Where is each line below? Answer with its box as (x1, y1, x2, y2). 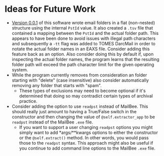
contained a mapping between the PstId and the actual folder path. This (11, 30, 159, 36)
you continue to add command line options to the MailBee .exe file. (19, 145, 156, 151)
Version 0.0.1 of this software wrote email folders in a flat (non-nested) (11, 20, 155, 26)
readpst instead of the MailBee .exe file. (11, 119, 93, 125)
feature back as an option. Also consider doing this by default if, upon (11, 51, 154, 57)
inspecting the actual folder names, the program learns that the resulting (11, 56, 160, 62)
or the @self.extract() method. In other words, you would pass (19, 134, 149, 141)
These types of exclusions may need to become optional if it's (19, 88, 146, 94)
